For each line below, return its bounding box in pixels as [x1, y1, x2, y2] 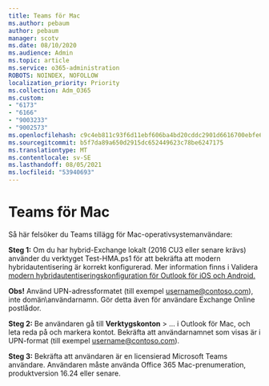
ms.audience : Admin [8, 49, 74, 57]
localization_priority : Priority [8, 79, 120, 87]
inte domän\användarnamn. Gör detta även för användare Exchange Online [8, 295, 255, 304]
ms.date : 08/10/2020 [8, 42, 78, 50]
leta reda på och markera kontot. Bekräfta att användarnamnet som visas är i [8, 327, 261, 337]
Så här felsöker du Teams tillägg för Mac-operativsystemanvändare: [8, 230, 233, 239]
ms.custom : [8, 94, 45, 102]
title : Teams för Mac [8, 11, 81, 20]
